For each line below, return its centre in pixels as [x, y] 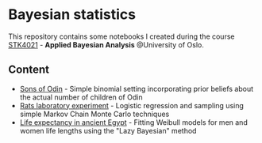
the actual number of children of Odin [81, 97]
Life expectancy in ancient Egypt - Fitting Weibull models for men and [133, 122]
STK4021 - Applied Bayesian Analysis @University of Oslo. [106, 44]
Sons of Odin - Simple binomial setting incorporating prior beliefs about [137, 88]
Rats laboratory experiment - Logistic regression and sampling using [132, 105]
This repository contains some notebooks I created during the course [121, 36]
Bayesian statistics [72, 15]
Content [29, 70]
